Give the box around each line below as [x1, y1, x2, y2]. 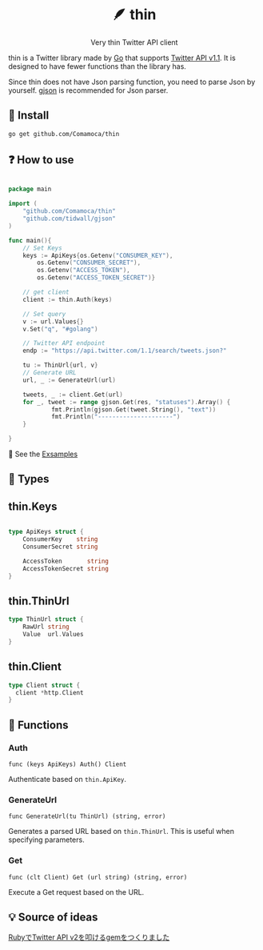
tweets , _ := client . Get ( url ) [22, 391, 124, 399]
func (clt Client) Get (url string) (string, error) [8, 873, 188, 881]
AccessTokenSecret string [22, 564, 110, 572]
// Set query [22, 310, 66, 318]
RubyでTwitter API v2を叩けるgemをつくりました [8, 932, 170, 942]
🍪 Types [8, 472, 50, 486]
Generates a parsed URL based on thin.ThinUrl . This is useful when [8, 827, 234, 836]
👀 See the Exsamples [8, 449, 78, 459]
